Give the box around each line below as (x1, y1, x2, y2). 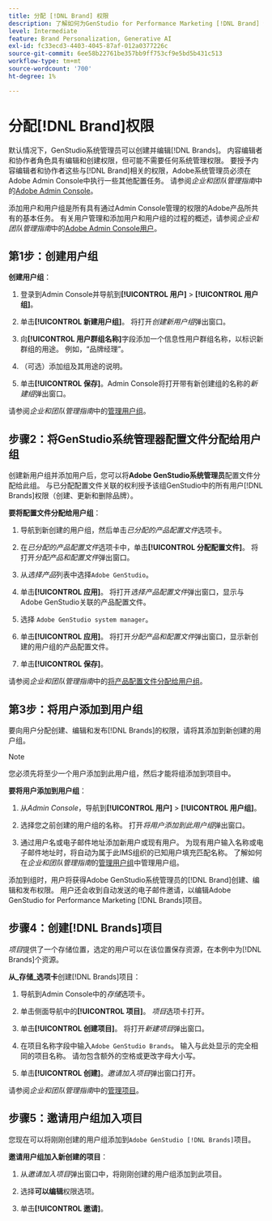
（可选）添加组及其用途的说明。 (19, 362, 127, 372)
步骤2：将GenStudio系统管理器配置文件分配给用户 (8, 432, 261, 446)
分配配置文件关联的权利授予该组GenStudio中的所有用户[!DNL (59, 480, 263, 491)
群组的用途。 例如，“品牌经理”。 (19, 344, 129, 354)
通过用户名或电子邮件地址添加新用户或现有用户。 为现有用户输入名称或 (19, 837, 257, 847)
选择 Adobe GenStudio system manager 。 (19, 614, 153, 625)
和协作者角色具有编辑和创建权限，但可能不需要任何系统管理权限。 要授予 (8, 155, 252, 165)
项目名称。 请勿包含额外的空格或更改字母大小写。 (34, 1051, 200, 1060)
